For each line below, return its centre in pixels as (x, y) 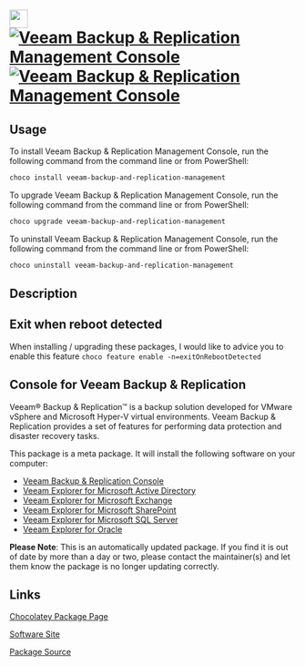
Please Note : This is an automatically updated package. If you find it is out (149, 547)
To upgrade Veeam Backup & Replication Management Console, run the (144, 195)
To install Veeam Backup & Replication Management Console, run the (139, 151)
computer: (29, 463)
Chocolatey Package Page (59, 617)
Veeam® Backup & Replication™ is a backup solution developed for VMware (151, 406)
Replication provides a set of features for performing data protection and (146, 426)
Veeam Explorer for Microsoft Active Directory (109, 490)
